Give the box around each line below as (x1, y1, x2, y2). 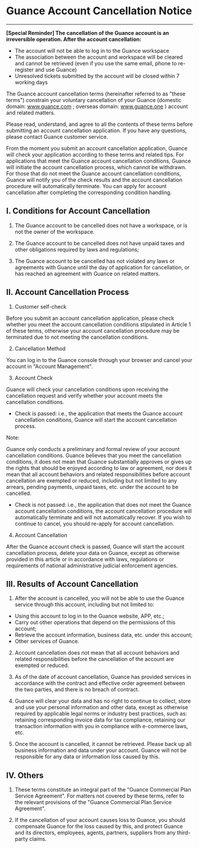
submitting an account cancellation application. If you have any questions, (6, 126, 187, 134)
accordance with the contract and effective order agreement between (14, 679, 185, 687)
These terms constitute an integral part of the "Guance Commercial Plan (14, 786, 191, 793)
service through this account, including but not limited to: (14, 601, 155, 608)
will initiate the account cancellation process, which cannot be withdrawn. (6, 163, 187, 170)
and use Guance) (35, 66, 77, 73)
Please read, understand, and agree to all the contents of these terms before (6, 120, 193, 128)
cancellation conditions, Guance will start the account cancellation (14, 416, 177, 423)
